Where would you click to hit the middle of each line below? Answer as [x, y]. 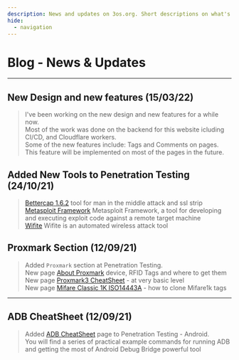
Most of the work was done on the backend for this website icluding [124, 129]
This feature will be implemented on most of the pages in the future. [124, 152]
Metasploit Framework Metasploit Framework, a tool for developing [123, 210]
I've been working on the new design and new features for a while [122, 115]
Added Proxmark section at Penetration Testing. [94, 265]
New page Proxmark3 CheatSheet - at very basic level [105, 280]
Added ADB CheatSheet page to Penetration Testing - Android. [117, 334]
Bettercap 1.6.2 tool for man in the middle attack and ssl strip [113, 203]
